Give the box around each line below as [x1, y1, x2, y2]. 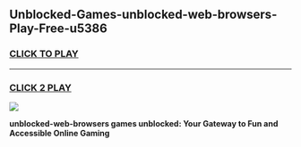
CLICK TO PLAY [9, 48, 79, 61]
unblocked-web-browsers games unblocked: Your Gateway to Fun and [9, 118, 279, 128]
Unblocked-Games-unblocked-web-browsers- [9, 7, 278, 22]
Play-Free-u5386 [9, 21, 107, 37]
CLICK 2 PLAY [9, 81, 72, 94]
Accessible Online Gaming [9, 127, 110, 138]
